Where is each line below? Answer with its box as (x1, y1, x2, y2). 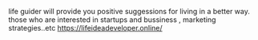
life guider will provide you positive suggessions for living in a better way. (8, 7, 250, 16)
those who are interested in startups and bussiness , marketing (8, 15, 216, 24)
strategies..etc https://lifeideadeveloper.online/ (8, 24, 163, 32)
